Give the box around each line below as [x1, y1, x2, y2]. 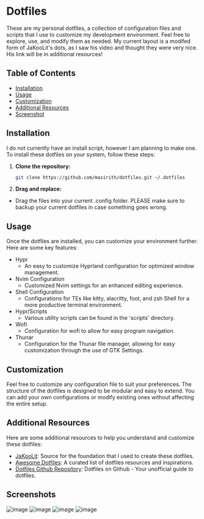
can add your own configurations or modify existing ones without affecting [6, 394, 194, 401]
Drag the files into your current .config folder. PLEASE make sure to [15, 197, 185, 205]
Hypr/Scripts [15, 308, 48, 315]
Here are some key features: [6, 244, 78, 252]
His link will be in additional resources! [6, 50, 103, 57]
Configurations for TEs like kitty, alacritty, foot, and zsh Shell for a [24, 295, 190, 302]
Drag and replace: [15, 185, 62, 193]
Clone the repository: [15, 162, 71, 170]
